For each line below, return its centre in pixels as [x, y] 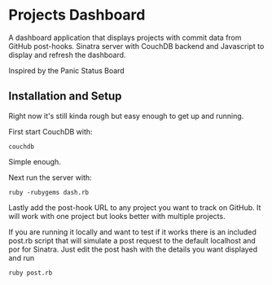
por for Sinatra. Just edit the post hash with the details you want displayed [133, 249]
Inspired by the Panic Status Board [66, 70]
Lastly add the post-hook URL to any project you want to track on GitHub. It [135, 207]
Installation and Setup [65, 96]
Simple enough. [35, 161]
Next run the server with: [50, 178]
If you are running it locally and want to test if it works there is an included [132, 232]
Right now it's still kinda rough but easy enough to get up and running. [126, 116]
